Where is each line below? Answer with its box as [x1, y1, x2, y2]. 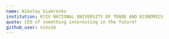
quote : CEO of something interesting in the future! [6, 19, 137, 25]
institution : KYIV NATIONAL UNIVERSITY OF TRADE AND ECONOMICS [6, 14, 164, 19]
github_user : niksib [6, 24, 57, 30]
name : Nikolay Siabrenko [6, 8, 67, 14]
